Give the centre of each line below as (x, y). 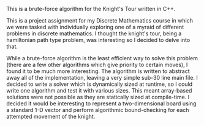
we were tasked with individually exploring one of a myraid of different (95, 27)
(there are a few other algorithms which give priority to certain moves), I (97, 65)
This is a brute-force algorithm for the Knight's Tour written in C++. (91, 9)
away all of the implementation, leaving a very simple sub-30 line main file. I (102, 78)
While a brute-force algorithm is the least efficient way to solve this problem (102, 58)
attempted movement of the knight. (51, 116)
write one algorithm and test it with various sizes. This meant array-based (99, 90)
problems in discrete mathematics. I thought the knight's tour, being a (94, 33)
